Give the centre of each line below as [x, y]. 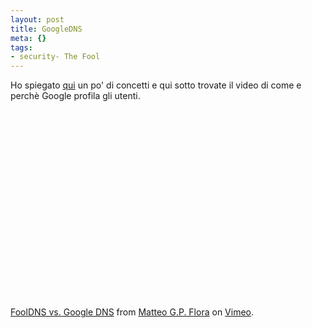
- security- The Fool [55, 57]
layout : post [37, 19]
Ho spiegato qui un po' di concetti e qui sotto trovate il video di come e [156, 85]
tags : [21, 47]
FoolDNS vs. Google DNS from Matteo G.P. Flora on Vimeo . [132, 312]
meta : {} [28, 38]
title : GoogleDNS [46, 29]
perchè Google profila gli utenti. [75, 96]
